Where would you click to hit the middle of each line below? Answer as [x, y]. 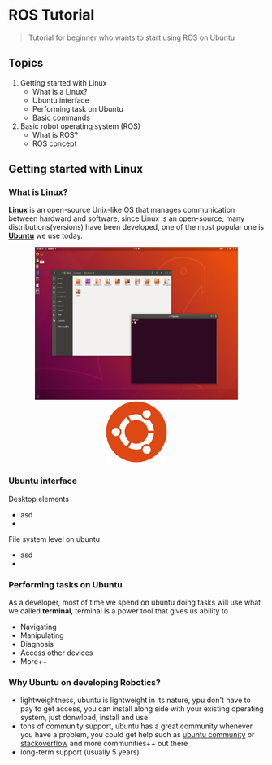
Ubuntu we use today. [45, 236]
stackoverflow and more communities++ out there [104, 744]
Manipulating [42, 635]
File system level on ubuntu [54, 539]
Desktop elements [39, 499]
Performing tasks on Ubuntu [66, 584]
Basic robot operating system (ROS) [80, 126]
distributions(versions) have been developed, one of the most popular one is [136, 227]
